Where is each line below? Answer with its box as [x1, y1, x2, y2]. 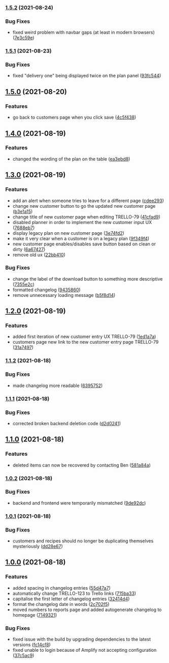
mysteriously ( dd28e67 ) [12, 543, 63, 549]
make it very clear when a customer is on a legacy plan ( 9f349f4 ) [12, 235, 150, 241]
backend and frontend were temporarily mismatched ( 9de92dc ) [12, 500, 146, 506]
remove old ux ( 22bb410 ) [12, 252, 65, 258]
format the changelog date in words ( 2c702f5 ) [12, 601, 110, 607]
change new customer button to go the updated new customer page [12, 203, 156, 209]
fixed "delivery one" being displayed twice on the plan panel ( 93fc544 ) [12, 73, 161, 79]
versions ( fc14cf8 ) [12, 642, 51, 648]
